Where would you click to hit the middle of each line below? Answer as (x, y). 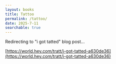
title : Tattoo (20, 14)
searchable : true (23, 28)
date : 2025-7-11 (22, 23)
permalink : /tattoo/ (26, 19)
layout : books (20, 10)
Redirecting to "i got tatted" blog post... (45, 42)
